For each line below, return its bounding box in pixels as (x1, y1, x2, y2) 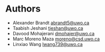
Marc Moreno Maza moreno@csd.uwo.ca (12, 36, 100, 42)
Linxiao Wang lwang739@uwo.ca (12, 41, 83, 47)
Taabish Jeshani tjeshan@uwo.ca (12, 25, 83, 31)
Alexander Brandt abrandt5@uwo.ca (12, 20, 90, 26)
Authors (5, 3, 41, 15)
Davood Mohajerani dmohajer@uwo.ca (12, 30, 95, 36)
